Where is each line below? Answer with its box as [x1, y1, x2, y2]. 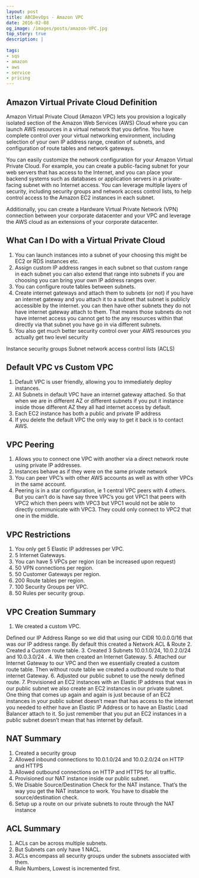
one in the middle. [14, 513, 59, 520]
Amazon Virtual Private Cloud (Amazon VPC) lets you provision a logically [6, 113, 187, 120]
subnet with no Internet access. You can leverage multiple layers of [23, 181, 188, 188]
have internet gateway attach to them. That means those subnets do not [14, 308, 192, 315]
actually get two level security [14, 333, 89, 340]
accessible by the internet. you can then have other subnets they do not [14, 302, 191, 309]
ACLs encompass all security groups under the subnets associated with [14, 852, 191, 859]
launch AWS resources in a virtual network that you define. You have [6, 126, 174, 133]
